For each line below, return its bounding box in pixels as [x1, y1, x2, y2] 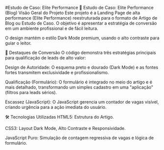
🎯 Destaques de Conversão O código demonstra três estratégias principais [5, 50, 156, 55]
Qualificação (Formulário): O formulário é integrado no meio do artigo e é [5, 79, 153, 85]
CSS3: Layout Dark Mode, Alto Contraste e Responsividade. [5, 125, 126, 131]
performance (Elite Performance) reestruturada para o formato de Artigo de [5, 15, 158, 21]
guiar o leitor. [5, 40, 32, 46]
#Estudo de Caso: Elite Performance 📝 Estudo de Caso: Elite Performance [5, 5, 154, 10]
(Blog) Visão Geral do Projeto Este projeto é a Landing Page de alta [5, 10, 141, 16]
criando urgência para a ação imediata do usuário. [5, 104, 107, 110]
